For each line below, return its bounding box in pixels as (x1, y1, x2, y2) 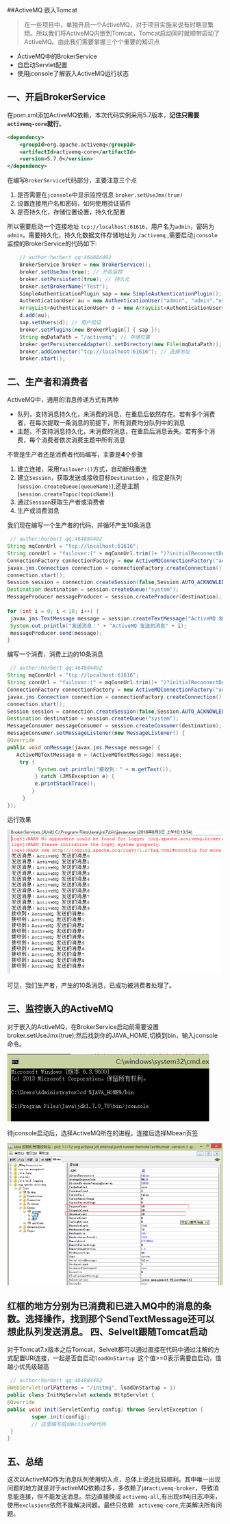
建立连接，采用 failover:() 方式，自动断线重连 (16, 465, 147, 473)
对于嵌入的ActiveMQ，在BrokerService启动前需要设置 (7, 1022, 159, 1030)
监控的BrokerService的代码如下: (7, 239, 97, 248)
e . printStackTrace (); (34, 780, 97, 787)
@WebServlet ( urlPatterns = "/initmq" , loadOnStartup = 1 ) (7, 1384, 176, 1392)
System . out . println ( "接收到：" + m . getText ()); (37, 766, 172, 773)
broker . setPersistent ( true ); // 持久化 (19, 276, 130, 282)
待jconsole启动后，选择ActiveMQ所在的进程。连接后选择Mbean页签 (7, 1128, 199, 1137)
